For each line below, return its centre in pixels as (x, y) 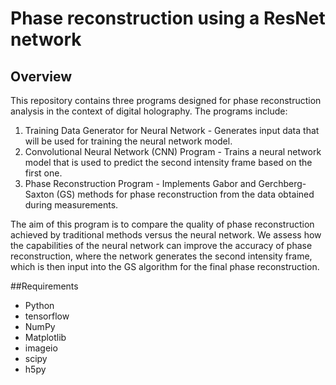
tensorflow (47, 316)
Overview (41, 76)
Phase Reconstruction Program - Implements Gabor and (140, 183)
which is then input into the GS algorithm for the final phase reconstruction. (165, 266)
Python (39, 305)
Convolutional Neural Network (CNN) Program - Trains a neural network (173, 151)
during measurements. (71, 205)
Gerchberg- (282, 183)
